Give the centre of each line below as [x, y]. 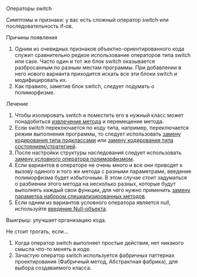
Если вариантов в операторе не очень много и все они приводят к [98, 165]
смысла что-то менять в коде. [53, 249]
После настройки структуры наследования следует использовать [98, 153]
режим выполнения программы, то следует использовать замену [98, 134]
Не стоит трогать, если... [37, 232]
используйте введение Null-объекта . [61, 209]
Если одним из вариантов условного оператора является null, [93, 202]
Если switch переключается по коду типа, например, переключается [102, 128]
